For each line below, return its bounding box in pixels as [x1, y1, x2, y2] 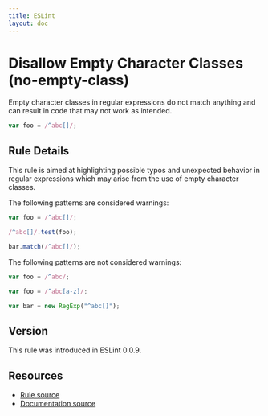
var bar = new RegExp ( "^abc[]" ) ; [8, 302, 120, 310]
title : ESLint [8, 11, 56, 20]
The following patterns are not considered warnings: [8, 257, 182, 266]
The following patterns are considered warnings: [8, 198, 169, 208]
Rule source [19, 390, 60, 399]
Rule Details [8, 144, 70, 158]
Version [8, 323, 48, 338]
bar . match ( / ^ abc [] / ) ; [8, 242, 81, 250]
